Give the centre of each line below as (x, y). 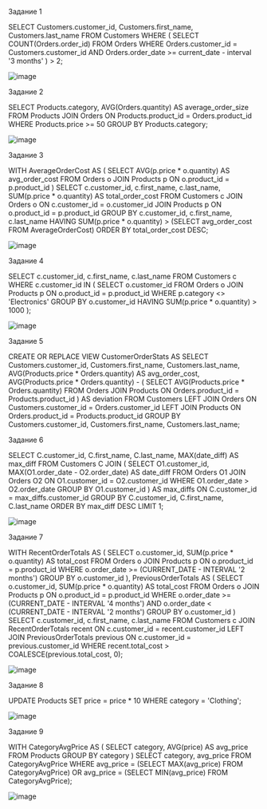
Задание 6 (26, 440)
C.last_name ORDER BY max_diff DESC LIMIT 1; (86, 506)
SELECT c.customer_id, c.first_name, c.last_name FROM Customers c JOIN (132, 620)
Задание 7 (26, 537)
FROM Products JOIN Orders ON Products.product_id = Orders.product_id (130, 116)
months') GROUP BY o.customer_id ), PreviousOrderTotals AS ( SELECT (126, 578)
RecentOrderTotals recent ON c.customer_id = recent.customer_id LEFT (126, 629)
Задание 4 (26, 261)
